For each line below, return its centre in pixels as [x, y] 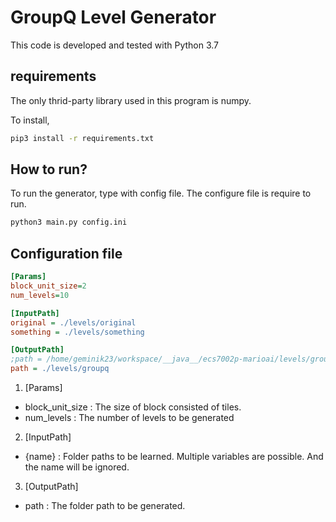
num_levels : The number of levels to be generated [129, 417]
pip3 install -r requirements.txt [82, 138]
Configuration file [66, 253]
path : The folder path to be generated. [105, 505]
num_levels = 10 [40, 295]
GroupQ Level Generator [113, 17]
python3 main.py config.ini [69, 222]
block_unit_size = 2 [48, 286]
